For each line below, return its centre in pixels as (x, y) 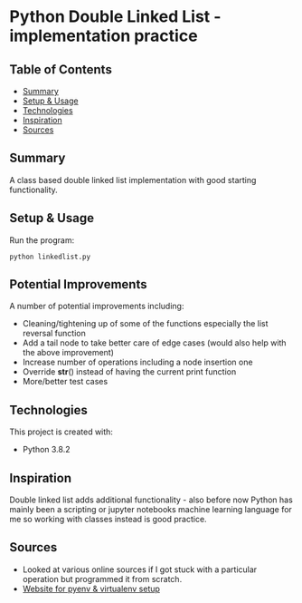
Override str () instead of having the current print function (129, 372)
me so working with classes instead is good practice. (108, 520)
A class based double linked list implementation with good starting (133, 180)
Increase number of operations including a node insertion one (137, 362)
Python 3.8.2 (46, 450)
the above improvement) (68, 353)
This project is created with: (61, 432)
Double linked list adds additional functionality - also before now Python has (151, 500)
